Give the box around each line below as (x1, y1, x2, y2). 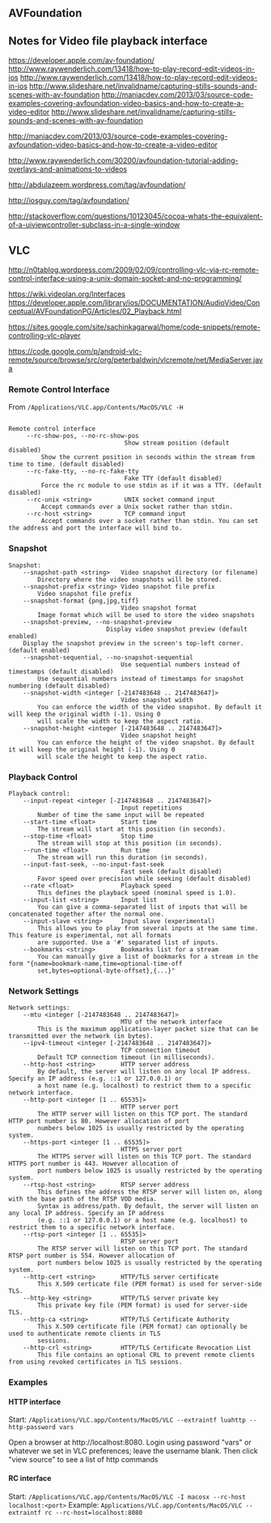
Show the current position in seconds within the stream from (40, 453, 255, 462)
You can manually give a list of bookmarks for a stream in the (37, 952, 259, 960)
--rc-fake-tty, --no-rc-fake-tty (26, 467, 139, 476)
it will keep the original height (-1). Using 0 (8, 745, 176, 754)
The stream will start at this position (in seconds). (37, 825, 227, 833)
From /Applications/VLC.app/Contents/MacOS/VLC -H (8, 402, 184, 412)
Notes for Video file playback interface (8, 34, 208, 48)
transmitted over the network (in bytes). (8, 1032, 154, 1040)
